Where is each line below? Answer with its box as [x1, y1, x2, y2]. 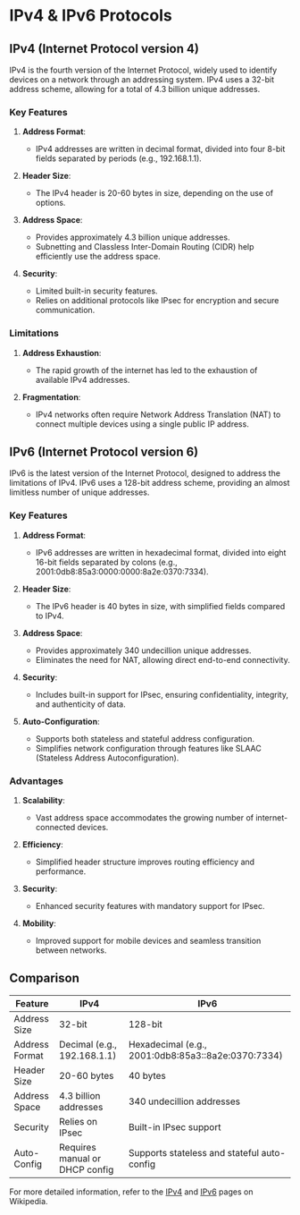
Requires [59, 1141, 96, 1153]
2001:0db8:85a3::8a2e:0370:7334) [128, 1049, 283, 1061]
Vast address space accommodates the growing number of [35, 812, 254, 823]
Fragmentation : [21, 391, 81, 403]
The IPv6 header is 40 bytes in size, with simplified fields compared [35, 600, 286, 611]
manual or [59, 1151, 101, 1164]
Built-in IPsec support [128, 1120, 221, 1133]
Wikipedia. [9, 1195, 48, 1206]
